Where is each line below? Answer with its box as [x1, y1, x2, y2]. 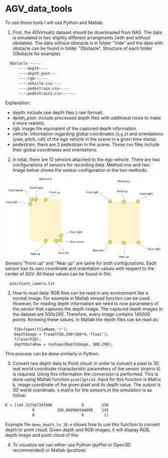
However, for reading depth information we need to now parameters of [12, 300, 159, 306]
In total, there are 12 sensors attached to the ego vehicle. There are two [12, 156, 160, 162]
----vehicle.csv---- [18, 81, 62, 86]
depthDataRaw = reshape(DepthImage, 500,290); [14, 342, 113, 347]
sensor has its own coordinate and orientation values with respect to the [5, 265, 154, 271]
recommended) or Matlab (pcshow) [12, 447, 86, 453]
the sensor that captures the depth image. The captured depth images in [12, 306, 163, 312]
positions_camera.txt [10, 281, 55, 286]
